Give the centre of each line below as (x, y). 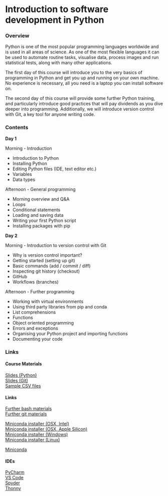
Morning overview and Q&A (41, 199)
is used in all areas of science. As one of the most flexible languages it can (82, 52)
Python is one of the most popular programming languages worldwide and (82, 47)
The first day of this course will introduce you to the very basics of (74, 73)
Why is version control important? (47, 255)
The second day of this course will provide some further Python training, (80, 98)
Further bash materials (29, 409)
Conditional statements (36, 210)
